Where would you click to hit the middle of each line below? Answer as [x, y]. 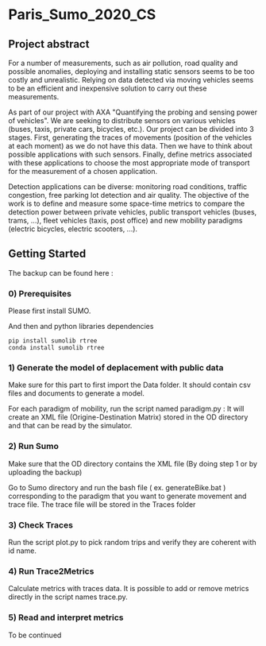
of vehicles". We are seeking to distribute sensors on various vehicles [122, 120]
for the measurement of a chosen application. [83, 171]
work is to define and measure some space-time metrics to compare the [127, 203]
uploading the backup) [45, 472]
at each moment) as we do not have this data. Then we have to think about [130, 146]
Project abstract [49, 44]
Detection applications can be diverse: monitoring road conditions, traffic [128, 187]
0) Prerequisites [40, 293]
